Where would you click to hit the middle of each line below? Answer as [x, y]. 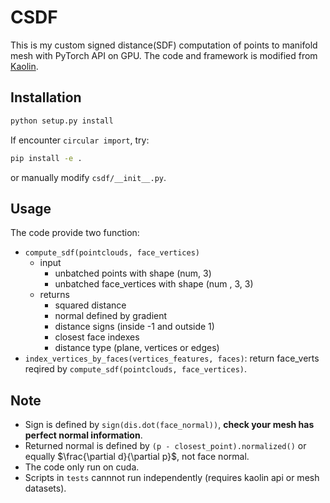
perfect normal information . [83, 435]
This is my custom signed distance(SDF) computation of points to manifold [164, 45]
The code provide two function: [75, 233]
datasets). [45, 488]
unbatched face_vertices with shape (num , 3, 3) [154, 284]
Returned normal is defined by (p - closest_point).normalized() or [165, 446]
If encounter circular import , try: [80, 140]
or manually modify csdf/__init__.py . [88, 177]
